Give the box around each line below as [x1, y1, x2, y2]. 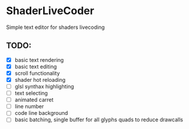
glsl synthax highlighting [14, 83, 74, 90]
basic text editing [14, 63, 57, 70]
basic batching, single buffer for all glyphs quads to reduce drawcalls [14, 116, 183, 123]
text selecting [14, 90, 48, 97]
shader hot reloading [14, 76, 66, 83]
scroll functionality [14, 70, 60, 77]
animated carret [14, 96, 54, 104]
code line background [14, 110, 69, 117]
